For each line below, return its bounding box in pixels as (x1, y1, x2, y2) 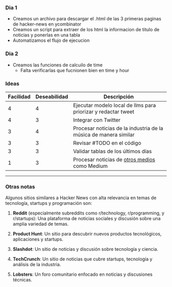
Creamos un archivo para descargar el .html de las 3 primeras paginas (12, 16, 161, 22)
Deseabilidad (35, 93, 68, 100)
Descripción (103, 93, 134, 100)
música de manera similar (73, 131, 135, 138)
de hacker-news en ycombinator (12, 21, 82, 27)
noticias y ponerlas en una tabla (12, 32, 80, 38)
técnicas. (12, 277, 32, 283)
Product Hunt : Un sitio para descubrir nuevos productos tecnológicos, (12, 231, 162, 237)
